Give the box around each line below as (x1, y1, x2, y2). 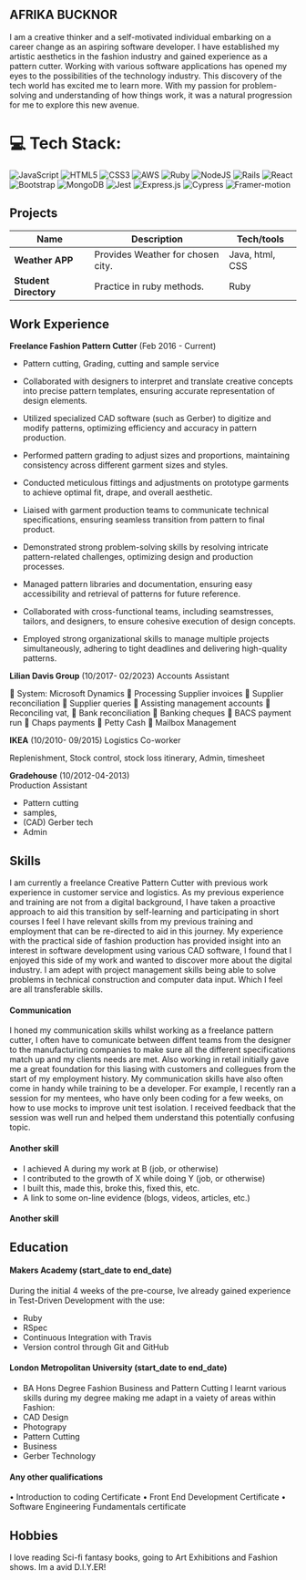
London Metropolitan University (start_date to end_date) (9, 1362, 228, 1373)
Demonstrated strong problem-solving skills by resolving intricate (22, 542, 269, 552)
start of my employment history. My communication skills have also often (9, 1073, 284, 1084)
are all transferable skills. (9, 984, 103, 995)
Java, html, (229, 248, 276, 261)
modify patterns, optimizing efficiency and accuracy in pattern (22, 423, 258, 434)
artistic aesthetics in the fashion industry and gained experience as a (9, 50, 269, 62)
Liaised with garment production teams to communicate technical (22, 505, 269, 516)
